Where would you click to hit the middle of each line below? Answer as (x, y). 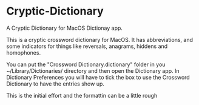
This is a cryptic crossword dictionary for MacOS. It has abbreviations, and (99, 39)
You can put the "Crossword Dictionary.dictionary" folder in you (86, 64)
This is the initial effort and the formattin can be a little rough (82, 95)
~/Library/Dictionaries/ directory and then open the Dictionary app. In (93, 70)
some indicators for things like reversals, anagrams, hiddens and (87, 46)
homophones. (24, 52)
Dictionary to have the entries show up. (56, 84)
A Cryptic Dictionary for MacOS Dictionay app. (65, 28)
